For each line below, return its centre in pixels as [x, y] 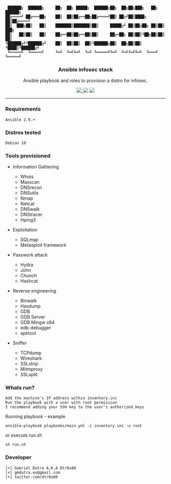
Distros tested [23, 132]
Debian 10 [16, 143]
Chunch [28, 276]
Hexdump [30, 306]
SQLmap [29, 240]
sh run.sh [16, 445]
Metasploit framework [43, 245]
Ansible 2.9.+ [20, 120]
